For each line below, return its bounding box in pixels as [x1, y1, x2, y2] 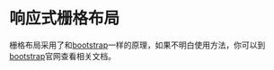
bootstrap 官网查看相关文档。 [9, 50, 117, 61]
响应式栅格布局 [9, 8, 120, 29]
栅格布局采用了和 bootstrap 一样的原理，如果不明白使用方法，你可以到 [9, 39, 266, 50]
